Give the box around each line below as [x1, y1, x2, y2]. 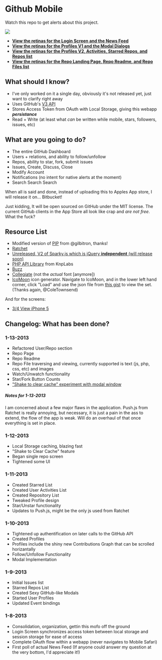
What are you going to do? [5, 136, 86, 144]
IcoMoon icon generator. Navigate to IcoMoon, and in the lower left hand [12, 276, 157, 282]
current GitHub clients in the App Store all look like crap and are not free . [5, 209, 150, 214]
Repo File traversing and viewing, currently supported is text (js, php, [12, 361, 150, 367]
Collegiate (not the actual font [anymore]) [12, 272, 95, 277]
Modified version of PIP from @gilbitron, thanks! [12, 241, 108, 246]
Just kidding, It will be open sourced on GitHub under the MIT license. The [5, 203, 153, 209]
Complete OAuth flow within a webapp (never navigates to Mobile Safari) [12, 639, 158, 644]
